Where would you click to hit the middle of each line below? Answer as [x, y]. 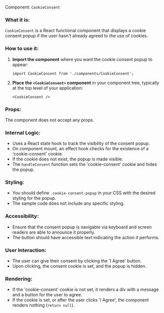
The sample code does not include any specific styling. [68, 203]
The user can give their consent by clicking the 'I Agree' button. [77, 261]
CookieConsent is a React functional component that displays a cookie [76, 31]
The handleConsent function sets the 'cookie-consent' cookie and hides [84, 164]
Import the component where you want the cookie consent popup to [82, 59]
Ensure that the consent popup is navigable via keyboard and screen [82, 227]
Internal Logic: [23, 132]
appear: [20, 64]
